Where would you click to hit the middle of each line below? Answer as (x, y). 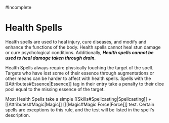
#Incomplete (18, 7)
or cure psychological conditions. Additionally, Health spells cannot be (79, 52)
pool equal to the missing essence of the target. (55, 89)
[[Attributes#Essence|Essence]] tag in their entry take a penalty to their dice (85, 84)
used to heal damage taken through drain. (51, 58)
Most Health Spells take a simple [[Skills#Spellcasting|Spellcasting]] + (78, 99)
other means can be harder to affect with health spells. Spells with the (78, 78)
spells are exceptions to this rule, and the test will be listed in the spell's (80, 110)
